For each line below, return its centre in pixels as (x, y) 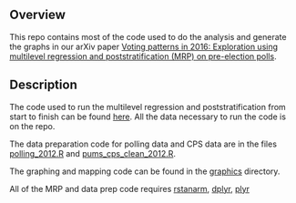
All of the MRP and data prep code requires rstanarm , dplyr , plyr (130, 188)
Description (43, 85)
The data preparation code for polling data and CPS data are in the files (143, 144)
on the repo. (32, 126)
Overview (38, 15)
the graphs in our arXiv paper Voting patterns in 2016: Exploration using (144, 46)
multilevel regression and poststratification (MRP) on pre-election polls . (143, 56)
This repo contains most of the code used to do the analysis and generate (148, 36)
